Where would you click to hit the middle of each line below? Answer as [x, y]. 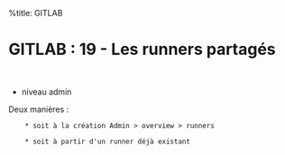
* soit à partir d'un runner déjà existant [108, 141]
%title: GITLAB [36, 13]
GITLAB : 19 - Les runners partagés [142, 50]
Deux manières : [39, 109]
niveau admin [46, 91]
